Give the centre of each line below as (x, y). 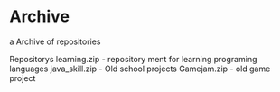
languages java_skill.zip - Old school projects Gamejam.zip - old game (140, 69)
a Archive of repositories (55, 41)
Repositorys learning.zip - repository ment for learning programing (133, 59)
